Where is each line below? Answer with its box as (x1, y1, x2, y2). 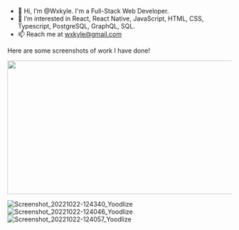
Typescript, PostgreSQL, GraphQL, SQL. (17, 22, 135, 30)
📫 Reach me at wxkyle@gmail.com (17, 30, 122, 38)
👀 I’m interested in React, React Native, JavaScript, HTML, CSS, (17, 14, 204, 23)
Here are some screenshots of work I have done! (7, 46, 151, 55)
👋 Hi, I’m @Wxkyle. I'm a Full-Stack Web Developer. (17, 7, 169, 15)
